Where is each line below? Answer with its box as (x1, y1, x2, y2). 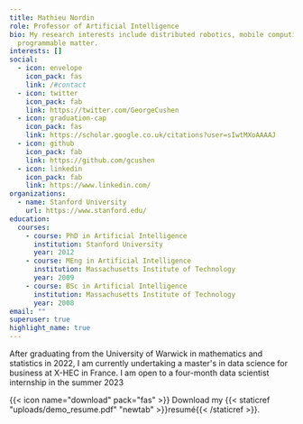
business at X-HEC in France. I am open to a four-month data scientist (9, 367, 270, 378)
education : (9, 214, 50, 224)
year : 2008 (32, 299, 75, 308)
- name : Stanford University (17, 198, 127, 207)
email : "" (9, 307, 47, 316)
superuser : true (9, 315, 70, 325)
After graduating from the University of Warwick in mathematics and (9, 348, 263, 359)
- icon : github (17, 139, 75, 148)
